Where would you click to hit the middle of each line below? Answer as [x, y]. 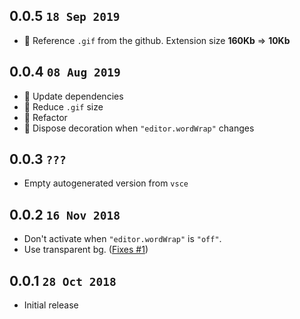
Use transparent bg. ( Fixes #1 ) [86, 250]
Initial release [51, 305]
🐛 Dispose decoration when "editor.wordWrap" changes [139, 128]
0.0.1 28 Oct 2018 [63, 280]
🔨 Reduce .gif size [63, 106]
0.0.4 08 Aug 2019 [65, 72]
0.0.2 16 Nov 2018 [65, 214]
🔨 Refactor [45, 117]
